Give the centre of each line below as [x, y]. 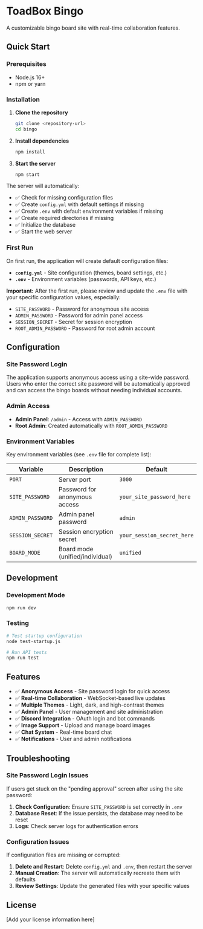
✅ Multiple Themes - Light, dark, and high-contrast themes [89, 705]
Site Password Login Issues [47, 775]
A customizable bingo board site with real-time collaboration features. [93, 28]
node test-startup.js [34, 641]
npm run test [23, 658]
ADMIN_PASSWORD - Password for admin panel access [79, 315]
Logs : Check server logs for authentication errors [77, 826]
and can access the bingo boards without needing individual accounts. [94, 390]
